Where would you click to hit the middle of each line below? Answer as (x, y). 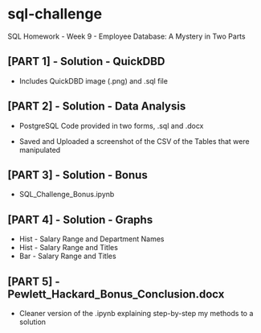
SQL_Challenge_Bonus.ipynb (67, 195)
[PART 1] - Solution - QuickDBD (86, 62)
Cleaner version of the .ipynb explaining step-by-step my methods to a (136, 313)
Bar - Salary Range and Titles (68, 256)
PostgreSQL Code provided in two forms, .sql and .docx (111, 125)
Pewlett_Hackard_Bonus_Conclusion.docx (116, 294)
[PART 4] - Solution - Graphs (80, 219)
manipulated (40, 150)
